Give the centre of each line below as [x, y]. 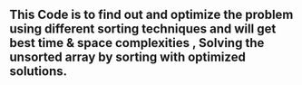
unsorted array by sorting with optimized [128, 57]
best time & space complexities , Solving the [137, 43]
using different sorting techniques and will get [143, 29]
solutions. [39, 71]
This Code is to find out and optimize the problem [151, 15]
